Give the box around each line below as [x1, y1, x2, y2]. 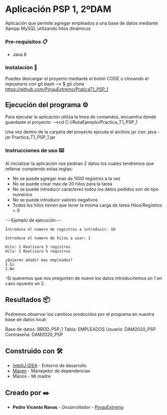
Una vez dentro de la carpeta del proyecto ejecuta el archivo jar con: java [5, 129, 156, 135]
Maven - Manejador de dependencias [12, 368, 90, 374]
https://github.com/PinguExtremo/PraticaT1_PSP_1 [5, 86, 109, 92]
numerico [12, 191, 33, 197]
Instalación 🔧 [5, 64, 38, 71]
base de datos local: [5, 317, 47, 323]
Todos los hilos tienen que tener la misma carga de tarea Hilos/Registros [12, 202, 162, 208]
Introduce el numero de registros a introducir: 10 [5, 227, 115, 232]
